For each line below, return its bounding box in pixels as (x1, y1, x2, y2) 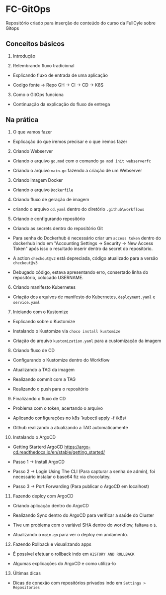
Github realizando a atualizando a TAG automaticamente (12, 424, 128, 430)
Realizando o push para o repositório (12, 386, 89, 392)
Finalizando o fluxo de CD (12, 395, 66, 401)
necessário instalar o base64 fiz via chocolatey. (12, 474, 111, 479)
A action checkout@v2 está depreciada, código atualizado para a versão (12, 255, 158, 261)
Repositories (12, 585, 40, 590)
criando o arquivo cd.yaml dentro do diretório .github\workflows (12, 206, 145, 212)
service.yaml (12, 300, 40, 305)
